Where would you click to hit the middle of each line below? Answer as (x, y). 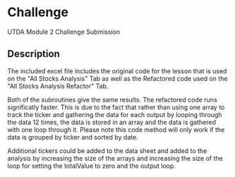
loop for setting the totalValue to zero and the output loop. (92, 166)
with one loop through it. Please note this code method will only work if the (116, 129)
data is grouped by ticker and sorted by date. (73, 137)
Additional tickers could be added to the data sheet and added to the (107, 151)
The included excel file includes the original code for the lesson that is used (117, 71)
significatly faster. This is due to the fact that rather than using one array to (116, 107)
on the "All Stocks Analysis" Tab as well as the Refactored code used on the (117, 78)
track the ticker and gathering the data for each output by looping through (115, 114)
